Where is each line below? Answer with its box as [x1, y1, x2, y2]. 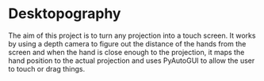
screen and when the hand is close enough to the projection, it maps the [8, 47, 245, 57]
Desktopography [8, 5, 121, 23]
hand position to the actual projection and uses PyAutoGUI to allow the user [8, 56, 255, 65]
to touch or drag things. [8, 64, 86, 73]
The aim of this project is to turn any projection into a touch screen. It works [8, 31, 256, 40]
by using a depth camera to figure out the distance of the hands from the [8, 39, 247, 48]
